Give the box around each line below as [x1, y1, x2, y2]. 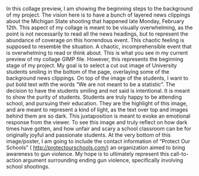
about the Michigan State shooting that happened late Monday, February [6, 18, 185, 24]
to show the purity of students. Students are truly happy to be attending [6, 93, 182, 100]
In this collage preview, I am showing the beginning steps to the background [6, 5, 193, 12]
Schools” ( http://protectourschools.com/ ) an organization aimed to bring [6, 144, 186, 151]
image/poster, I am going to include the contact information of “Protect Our [6, 138, 191, 144]
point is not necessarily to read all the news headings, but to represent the [6, 30, 189, 37]
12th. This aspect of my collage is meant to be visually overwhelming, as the [6, 24, 193, 31]
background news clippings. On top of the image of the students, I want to [6, 74, 189, 81]
